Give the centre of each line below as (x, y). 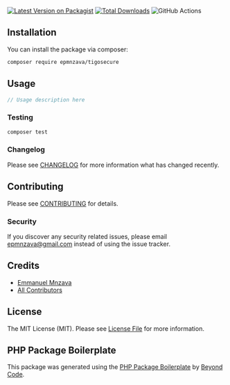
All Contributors (39, 290)
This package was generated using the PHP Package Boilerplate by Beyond (115, 367)
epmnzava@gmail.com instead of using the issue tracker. (89, 244)
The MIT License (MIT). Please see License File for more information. (106, 328)
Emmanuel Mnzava (44, 282)
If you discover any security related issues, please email (87, 236)
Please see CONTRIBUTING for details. (63, 203)
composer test (28, 132)
